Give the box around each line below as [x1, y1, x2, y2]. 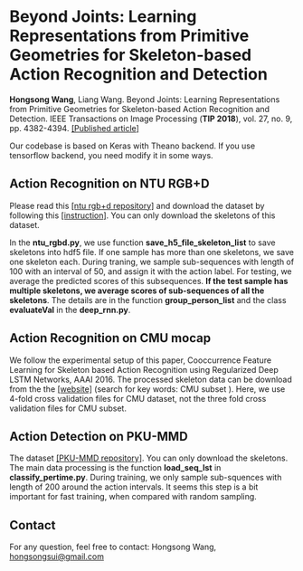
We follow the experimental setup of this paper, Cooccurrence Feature [9, 355, 272, 366]
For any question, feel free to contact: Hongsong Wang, [9, 541, 217, 553]
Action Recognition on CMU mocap [9, 330, 211, 346]
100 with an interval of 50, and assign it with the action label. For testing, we [9, 265, 292, 277]
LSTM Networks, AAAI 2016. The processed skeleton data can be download [9, 374, 292, 385]
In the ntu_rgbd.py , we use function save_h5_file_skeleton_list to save [9, 237, 276, 248]
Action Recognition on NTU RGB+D [9, 176, 210, 192]
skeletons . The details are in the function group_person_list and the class [9, 294, 287, 305]
